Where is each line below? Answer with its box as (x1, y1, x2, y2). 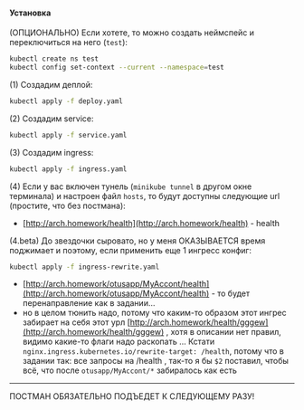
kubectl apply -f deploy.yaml (9, 96, 124, 106)
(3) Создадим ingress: (9, 147, 94, 157)
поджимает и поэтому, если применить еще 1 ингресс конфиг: (9, 244, 252, 255)
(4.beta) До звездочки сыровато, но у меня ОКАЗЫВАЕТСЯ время (9, 235, 266, 246)
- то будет (211, 288, 251, 299)
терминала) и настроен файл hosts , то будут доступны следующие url (9, 190, 280, 201)
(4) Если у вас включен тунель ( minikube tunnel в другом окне (9, 181, 252, 192)
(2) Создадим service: (9, 113, 94, 124)
